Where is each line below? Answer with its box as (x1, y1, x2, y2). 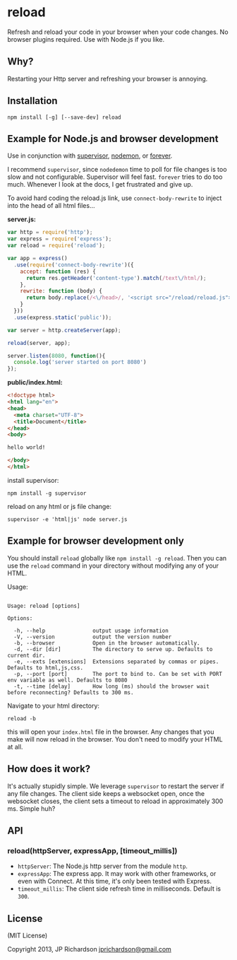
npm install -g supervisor (7, 489, 87, 497)
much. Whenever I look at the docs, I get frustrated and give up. (7, 180, 193, 189)
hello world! (7, 444, 46, 451)
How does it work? (7, 763, 91, 775)
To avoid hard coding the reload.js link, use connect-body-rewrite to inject (7, 194, 222, 202)
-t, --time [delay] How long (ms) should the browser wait (13, 683, 210, 690)
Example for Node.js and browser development (7, 132, 219, 145)
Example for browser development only (7, 535, 185, 547)
